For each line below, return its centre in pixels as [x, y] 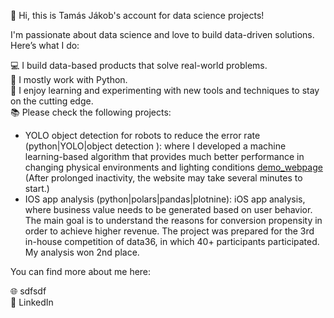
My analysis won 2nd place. [82, 252]
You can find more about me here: [81, 271]
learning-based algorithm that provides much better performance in [164, 156]
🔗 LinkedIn [32, 302]
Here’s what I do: [45, 45]
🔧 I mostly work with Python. [69, 79]
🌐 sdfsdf [28, 291]
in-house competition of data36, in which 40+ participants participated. [172, 241]
